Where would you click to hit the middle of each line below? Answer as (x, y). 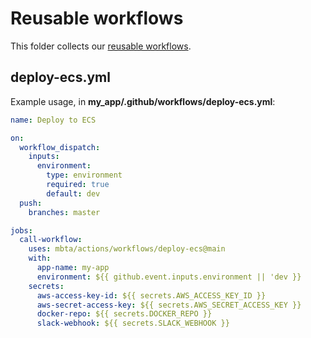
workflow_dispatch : (60, 147)
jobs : (21, 230)
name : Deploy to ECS (53, 120)
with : (40, 258)
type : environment (84, 175)
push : (31, 203)
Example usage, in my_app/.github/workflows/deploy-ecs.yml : (143, 101)
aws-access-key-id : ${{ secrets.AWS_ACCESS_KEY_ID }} (151, 295)
